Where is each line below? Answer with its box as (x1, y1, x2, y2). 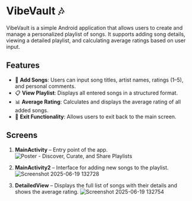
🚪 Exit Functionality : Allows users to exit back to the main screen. (14, 113, 177, 120)
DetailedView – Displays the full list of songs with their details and (14, 181, 177, 189)
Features (6, 61, 40, 71)
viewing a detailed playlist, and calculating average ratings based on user (6, 37, 186, 44)
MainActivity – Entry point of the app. (14, 146, 108, 153)
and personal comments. (14, 82, 76, 90)
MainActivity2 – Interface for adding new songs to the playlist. (14, 164, 169, 171)
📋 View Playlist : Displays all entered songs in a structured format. (14, 89, 178, 96)
